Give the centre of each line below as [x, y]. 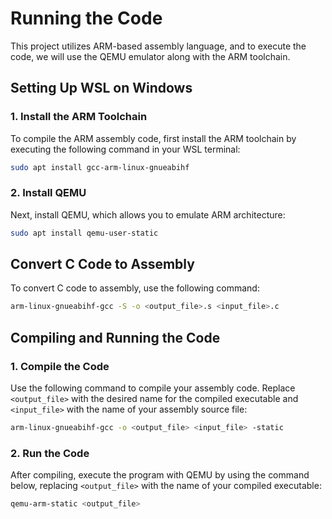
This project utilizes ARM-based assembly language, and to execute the [158, 46]
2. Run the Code [50, 453]
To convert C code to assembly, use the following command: [135, 288]
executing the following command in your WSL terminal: [125, 149]
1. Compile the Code [60, 366]
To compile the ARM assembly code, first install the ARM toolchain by [153, 138]
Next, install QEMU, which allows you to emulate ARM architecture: [148, 214]
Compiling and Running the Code [115, 337]
